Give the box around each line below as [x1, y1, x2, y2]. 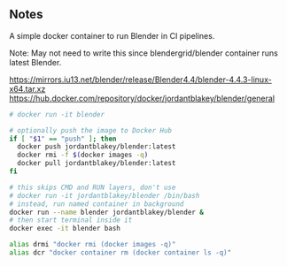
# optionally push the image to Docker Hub [9, 125, 173, 135]
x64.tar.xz [9, 83, 46, 94]
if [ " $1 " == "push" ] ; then [9, 134, 117, 143]
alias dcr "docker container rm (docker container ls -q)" [9, 248, 232, 257]
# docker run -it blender [9, 110, 105, 118]
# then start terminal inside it [9, 216, 133, 224]
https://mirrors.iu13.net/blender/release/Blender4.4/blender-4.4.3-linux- [9, 74, 272, 85]
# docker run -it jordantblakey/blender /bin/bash [9, 191, 200, 200]
